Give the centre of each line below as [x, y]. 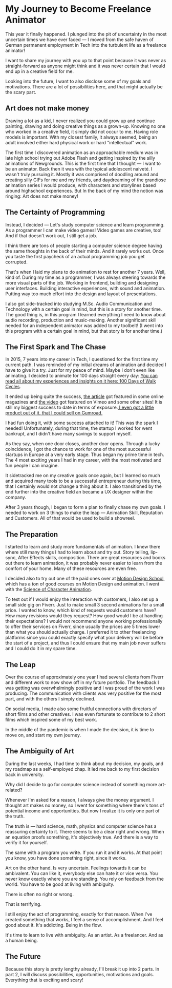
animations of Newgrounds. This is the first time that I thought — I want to [83, 163]
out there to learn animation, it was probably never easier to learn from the [84, 563]
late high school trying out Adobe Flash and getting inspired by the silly [80, 158]
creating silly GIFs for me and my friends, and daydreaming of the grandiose [86, 180]
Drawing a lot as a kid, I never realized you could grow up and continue [80, 121]
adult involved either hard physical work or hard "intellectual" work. [76, 142]
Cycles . [13, 387]
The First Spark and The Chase [56, 347]
